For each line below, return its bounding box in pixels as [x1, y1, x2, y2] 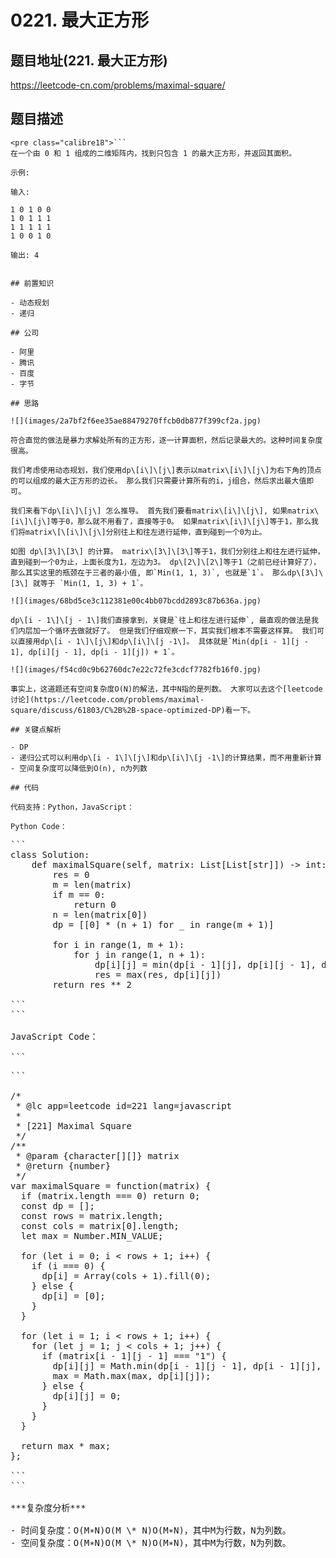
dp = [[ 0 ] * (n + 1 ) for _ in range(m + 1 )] [52, 919, 275, 930]
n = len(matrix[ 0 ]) [52, 909, 148, 920]
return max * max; [20, 1440, 112, 1451]
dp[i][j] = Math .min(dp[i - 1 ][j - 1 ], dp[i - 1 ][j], [52, 1360, 322, 1371]
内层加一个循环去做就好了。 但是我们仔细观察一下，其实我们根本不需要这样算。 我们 [17, 626, 317, 636]
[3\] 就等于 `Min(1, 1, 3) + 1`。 [10, 578, 148, 588]
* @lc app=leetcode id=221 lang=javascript [15, 1100, 233, 1111]
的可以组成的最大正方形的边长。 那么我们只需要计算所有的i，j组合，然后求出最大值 [10, 476, 307, 486]
